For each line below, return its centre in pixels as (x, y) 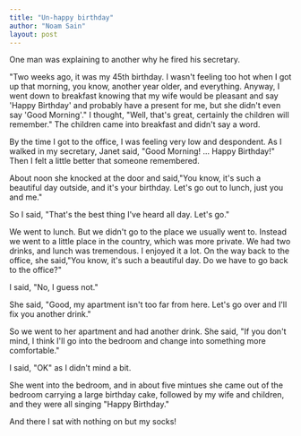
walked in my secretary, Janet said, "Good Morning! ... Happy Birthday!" (142, 151)
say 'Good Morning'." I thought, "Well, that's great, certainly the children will (149, 115)
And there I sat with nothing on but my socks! (93, 422)
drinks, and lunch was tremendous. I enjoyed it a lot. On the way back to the (149, 251)
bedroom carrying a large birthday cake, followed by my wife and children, (147, 395)
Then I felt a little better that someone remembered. (104, 161)
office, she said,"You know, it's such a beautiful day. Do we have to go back (149, 261)
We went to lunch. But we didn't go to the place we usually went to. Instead (148, 232)
